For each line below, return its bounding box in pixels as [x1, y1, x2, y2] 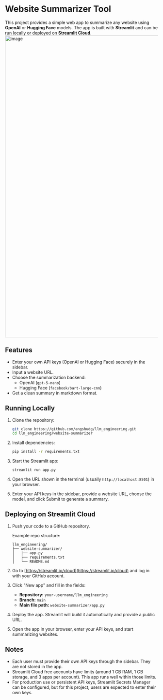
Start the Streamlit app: [12, 458, 59, 464]
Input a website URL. [12, 369, 54, 375]
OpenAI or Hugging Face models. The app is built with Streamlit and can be [5, 24, 158, 30]
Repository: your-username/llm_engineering [19, 591, 108, 598]
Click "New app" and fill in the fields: [12, 582, 86, 588]
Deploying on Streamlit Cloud [5, 510, 96, 519]
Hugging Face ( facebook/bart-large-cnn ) [19, 385, 102, 390]
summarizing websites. [12, 631, 59, 637]
